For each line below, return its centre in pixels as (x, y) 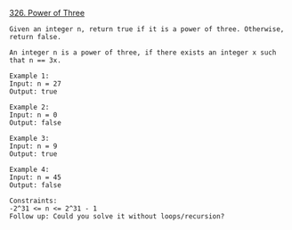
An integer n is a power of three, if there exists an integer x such (143, 53)
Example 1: (29, 76)
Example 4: (29, 169)
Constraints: (33, 201)
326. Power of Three (47, 13)
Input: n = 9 (33, 146)
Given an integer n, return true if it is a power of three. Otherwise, (147, 29)
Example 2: (29, 107)
